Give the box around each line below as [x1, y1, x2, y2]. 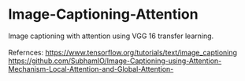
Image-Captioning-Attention [8, 5, 199, 23]
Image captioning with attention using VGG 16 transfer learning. [8, 31, 214, 40]
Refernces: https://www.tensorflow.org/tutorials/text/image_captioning [8, 48, 238, 57]
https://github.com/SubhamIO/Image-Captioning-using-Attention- [8, 56, 222, 65]
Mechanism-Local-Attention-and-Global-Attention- [8, 64, 174, 73]
